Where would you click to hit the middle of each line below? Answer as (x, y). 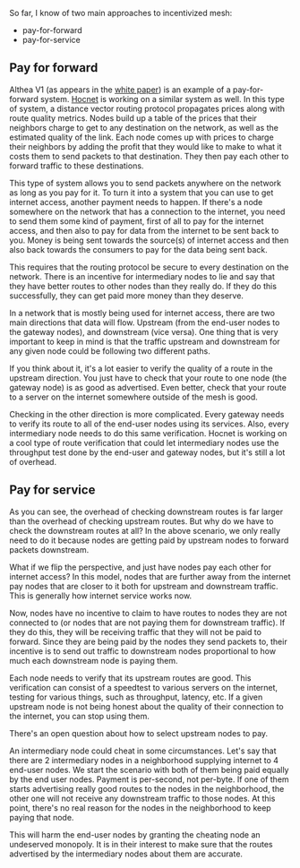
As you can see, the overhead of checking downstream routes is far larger (146, 511)
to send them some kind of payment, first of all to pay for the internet (137, 221)
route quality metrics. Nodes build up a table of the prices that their (133, 118)
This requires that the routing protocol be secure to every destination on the (149, 267)
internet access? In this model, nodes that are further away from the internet (150, 576)
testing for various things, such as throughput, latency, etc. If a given (136, 697)
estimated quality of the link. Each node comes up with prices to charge (142, 137)
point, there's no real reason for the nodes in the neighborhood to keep (140, 808)
